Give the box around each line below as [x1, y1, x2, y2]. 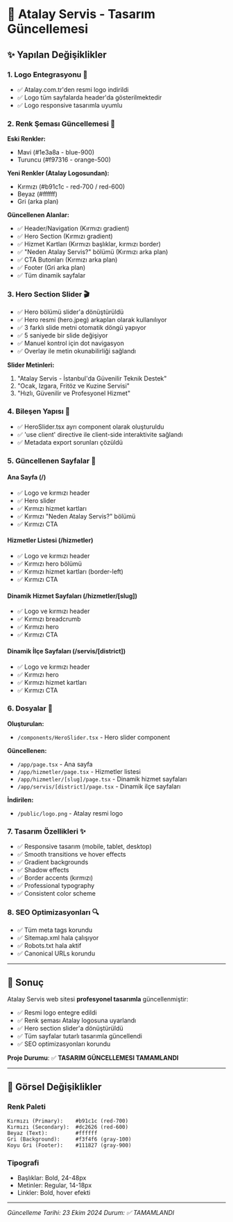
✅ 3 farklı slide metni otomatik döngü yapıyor [17, 324, 147, 332]
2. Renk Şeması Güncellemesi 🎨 [7, 118, 116, 128]
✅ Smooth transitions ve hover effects [17, 850, 126, 859]
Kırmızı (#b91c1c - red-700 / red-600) [17, 182, 126, 191]
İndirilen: [7, 795, 34, 804]
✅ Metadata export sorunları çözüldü [17, 438, 123, 446]
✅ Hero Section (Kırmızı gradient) [17, 232, 113, 241]
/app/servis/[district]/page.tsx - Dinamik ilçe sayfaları [17, 782, 181, 791]
